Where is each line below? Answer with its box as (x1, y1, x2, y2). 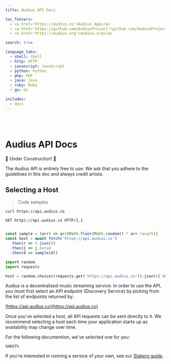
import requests (5, 264, 40, 270)
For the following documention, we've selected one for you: (5, 334, 130, 340)
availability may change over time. (5, 324, 77, 330)
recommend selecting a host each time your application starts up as (5, 319, 148, 325)
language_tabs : (5, 50, 38, 55)
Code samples (17, 199, 48, 205)
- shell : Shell (10, 54, 42, 59)
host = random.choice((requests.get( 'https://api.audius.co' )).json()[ (5, 274, 160, 279)
